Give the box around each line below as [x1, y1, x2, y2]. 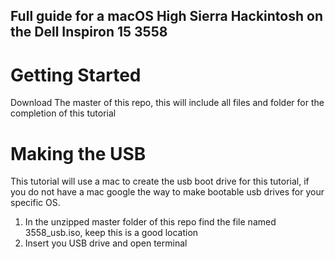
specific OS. [10, 197, 61, 209]
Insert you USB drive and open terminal [24, 237, 188, 249]
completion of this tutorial [10, 107, 117, 119]
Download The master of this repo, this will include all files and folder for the [10, 97, 325, 109]
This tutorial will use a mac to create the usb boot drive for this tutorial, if [10, 175, 310, 188]
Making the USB [10, 142, 147, 165]
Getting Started [10, 64, 142, 86]
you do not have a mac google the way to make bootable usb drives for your [10, 186, 325, 198]
